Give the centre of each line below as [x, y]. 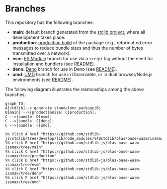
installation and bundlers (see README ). [54, 64]
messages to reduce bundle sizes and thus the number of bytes [78, 48]
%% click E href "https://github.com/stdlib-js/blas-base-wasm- [73, 169]
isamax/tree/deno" [24, 173]
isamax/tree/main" [24, 147]
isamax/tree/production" [31, 156]
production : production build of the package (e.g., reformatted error [82, 42]
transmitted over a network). [42, 53]
